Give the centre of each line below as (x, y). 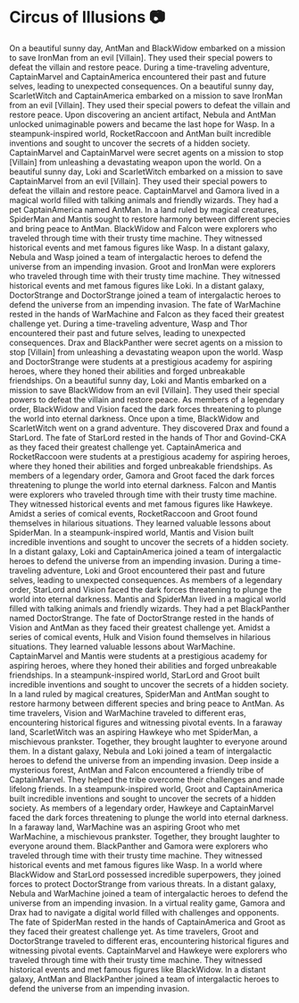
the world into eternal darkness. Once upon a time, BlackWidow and (134, 418)
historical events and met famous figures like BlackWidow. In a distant (137, 969)
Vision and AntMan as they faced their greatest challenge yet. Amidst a (140, 628)
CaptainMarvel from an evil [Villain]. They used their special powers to (138, 181)
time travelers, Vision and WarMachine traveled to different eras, (128, 712)
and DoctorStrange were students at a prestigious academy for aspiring (141, 361)
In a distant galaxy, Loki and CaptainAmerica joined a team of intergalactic (145, 552)
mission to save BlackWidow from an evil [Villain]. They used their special (144, 390)
